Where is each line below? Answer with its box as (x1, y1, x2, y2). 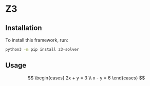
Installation (5, 24, 42, 32)
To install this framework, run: (5, 37, 68, 43)
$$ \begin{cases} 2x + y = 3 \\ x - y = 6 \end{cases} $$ (27, 75, 145, 81)
